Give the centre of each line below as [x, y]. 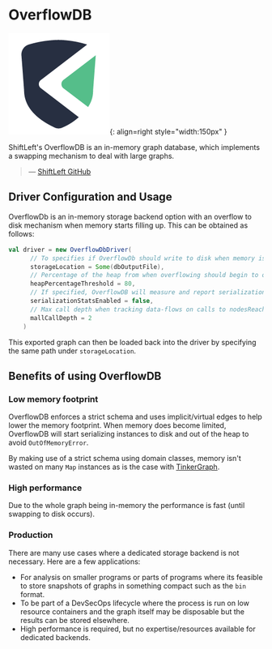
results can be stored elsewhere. [74, 620]
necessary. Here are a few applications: [74, 561]
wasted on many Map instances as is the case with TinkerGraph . [114, 467]
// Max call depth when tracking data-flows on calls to [128, 310]
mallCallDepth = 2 [61, 318]
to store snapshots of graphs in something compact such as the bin [133, 586]
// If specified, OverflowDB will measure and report [123, 292]
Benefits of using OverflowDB [85, 376]
